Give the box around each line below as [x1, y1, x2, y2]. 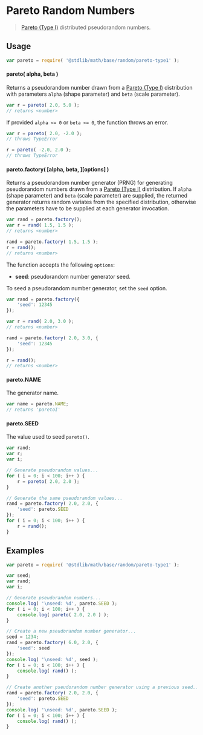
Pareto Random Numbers [6, 4, 135, 18]
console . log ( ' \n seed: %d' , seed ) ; [6, 656, 98, 662]
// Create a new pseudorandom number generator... [6, 628, 137, 634]
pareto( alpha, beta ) [6, 70, 59, 78]
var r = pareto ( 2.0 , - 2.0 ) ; [6, 130, 83, 136]
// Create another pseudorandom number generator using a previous [6, 684, 180, 691]
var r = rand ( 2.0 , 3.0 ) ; [6, 319, 74, 325]
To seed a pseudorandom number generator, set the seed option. [6, 284, 167, 291]
